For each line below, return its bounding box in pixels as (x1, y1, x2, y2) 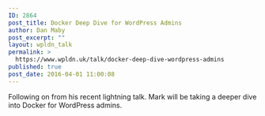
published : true (8, 63, 62, 71)
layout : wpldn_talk (8, 41, 73, 49)
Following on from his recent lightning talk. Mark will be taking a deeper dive (8, 92, 257, 101)
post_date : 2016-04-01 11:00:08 (8, 70, 115, 78)
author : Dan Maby (8, 26, 66, 34)
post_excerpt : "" (8, 33, 66, 42)
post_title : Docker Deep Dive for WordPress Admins (8, 19, 182, 27)
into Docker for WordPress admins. (8, 100, 123, 110)
